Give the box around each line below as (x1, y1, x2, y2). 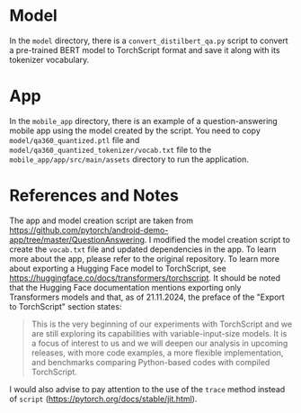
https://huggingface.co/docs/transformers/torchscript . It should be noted (9, 272, 281, 283)
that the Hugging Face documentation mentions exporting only (9, 282, 242, 292)
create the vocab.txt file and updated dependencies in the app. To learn (9, 244, 277, 255)
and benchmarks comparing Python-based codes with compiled (31, 356, 270, 367)
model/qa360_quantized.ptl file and (9, 134, 140, 145)
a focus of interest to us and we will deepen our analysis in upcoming (31, 337, 288, 348)
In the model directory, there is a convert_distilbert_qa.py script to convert (9, 35, 289, 46)
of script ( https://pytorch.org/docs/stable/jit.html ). (9, 393, 198, 404)
